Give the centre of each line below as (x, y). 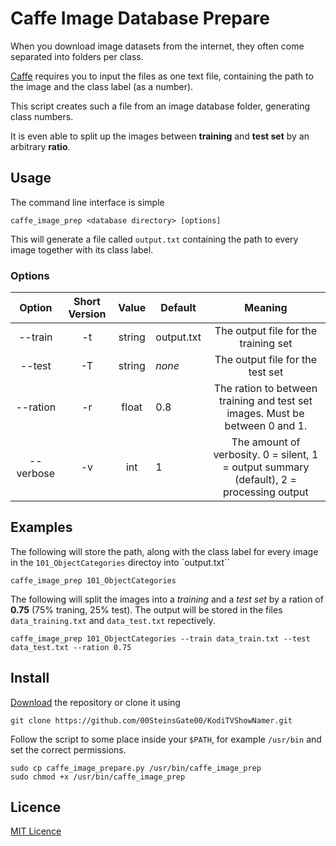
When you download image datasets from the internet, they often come (157, 46)
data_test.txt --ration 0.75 (71, 647)
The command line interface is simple (87, 202)
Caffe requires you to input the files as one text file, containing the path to (162, 76)
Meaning (266, 308)
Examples (41, 527)
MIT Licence (36, 831)
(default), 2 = (265, 480)
